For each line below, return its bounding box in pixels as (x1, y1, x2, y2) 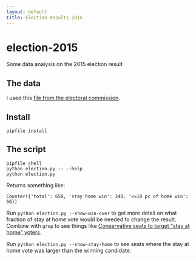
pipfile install (6, 128, 47, 134)
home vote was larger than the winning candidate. (6, 247, 132, 254)
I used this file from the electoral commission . (6, 95, 120, 102)
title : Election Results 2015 (6, 15, 83, 21)
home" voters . (6, 228, 42, 236)
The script (6, 144, 46, 155)
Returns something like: (6, 181, 66, 188)
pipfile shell (6, 160, 42, 167)
